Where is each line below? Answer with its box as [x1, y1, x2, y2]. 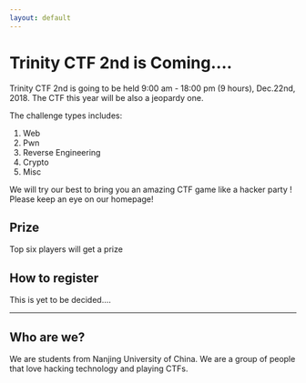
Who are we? [9, 329, 86, 345]
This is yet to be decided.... [9, 295, 112, 306]
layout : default [9, 13, 71, 23]
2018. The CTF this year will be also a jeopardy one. [9, 92, 204, 103]
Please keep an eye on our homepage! [9, 193, 154, 205]
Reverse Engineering [22, 146, 101, 157]
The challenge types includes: [9, 110, 123, 121]
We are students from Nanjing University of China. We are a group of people [9, 354, 296, 364]
